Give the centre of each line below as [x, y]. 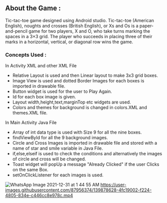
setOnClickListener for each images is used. [58, 175]
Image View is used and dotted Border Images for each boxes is [78, 81]
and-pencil [16, 31]
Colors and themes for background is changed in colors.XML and [80, 108]
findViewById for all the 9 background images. [60, 138]
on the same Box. [30, 170]
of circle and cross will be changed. [49, 159]
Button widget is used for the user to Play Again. [62, 91]
